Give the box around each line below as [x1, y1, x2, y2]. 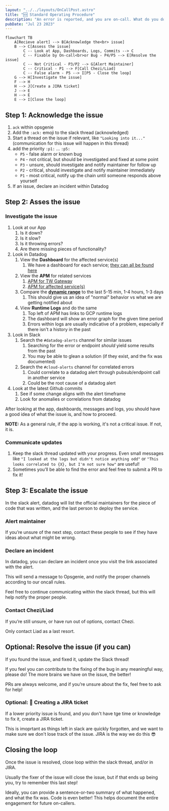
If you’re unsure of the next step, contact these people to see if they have [5, 529, 157, 535]
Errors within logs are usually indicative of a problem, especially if [27, 321, 164, 327]
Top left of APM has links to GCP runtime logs [27, 310, 122, 316]
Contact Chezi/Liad [5, 607, 54, 614]
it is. [5, 426, 14, 432]
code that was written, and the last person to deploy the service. [5, 505, 139, 511]
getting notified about [27, 299, 73, 305]
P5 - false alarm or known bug [20, 151, 82, 157]
